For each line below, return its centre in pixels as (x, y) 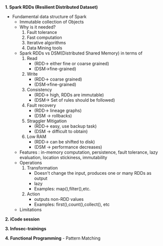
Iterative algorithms (46, 43)
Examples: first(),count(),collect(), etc (72, 204)
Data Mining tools (45, 48)
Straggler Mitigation (47, 121)
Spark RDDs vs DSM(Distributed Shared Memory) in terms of (81, 53)
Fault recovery (41, 105)
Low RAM (36, 137)
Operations (31, 163)
